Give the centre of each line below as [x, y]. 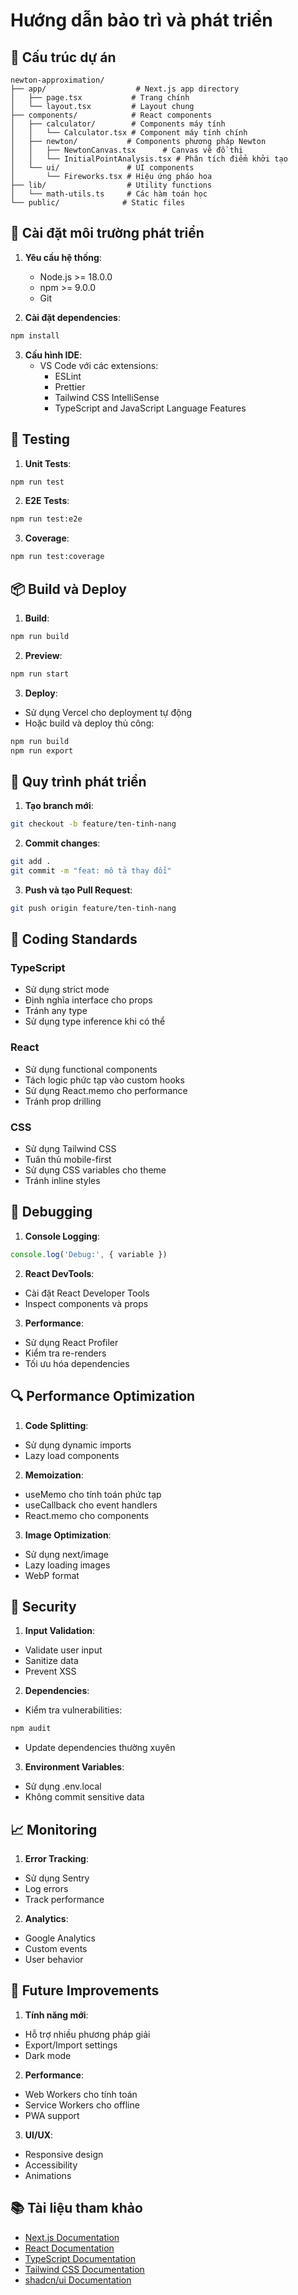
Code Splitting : [56, 1425]
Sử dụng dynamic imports [78, 1445]
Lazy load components [72, 1455]
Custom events [56, 1949]
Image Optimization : [68, 1535]
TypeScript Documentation [80, 2258]
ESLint [68, 376]
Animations [48, 2175]
